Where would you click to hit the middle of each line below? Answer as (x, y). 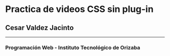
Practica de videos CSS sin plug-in (79, 9)
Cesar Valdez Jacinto (40, 28)
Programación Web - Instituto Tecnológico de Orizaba (73, 47)
